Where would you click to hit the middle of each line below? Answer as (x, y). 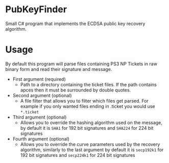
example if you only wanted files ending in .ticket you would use (88, 106)
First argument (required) (39, 79)
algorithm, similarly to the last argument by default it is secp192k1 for (92, 150)
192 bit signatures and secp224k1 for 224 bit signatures (78, 155)
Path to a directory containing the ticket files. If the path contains (88, 84)
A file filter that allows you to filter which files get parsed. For (84, 101)
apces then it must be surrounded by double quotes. (76, 90)
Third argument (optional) (40, 117)
